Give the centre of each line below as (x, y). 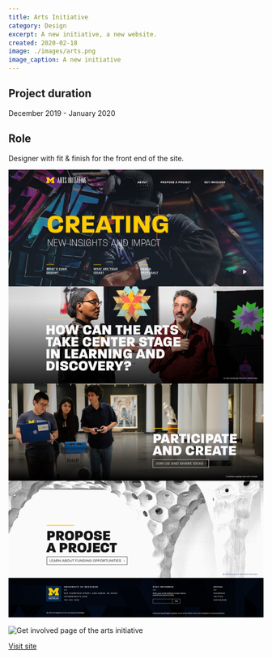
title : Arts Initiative (49, 17)
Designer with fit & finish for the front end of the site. (96, 158)
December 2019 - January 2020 (62, 113)
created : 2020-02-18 (43, 43)
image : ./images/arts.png (52, 51)
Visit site (23, 646)
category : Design (38, 26)
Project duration (50, 94)
